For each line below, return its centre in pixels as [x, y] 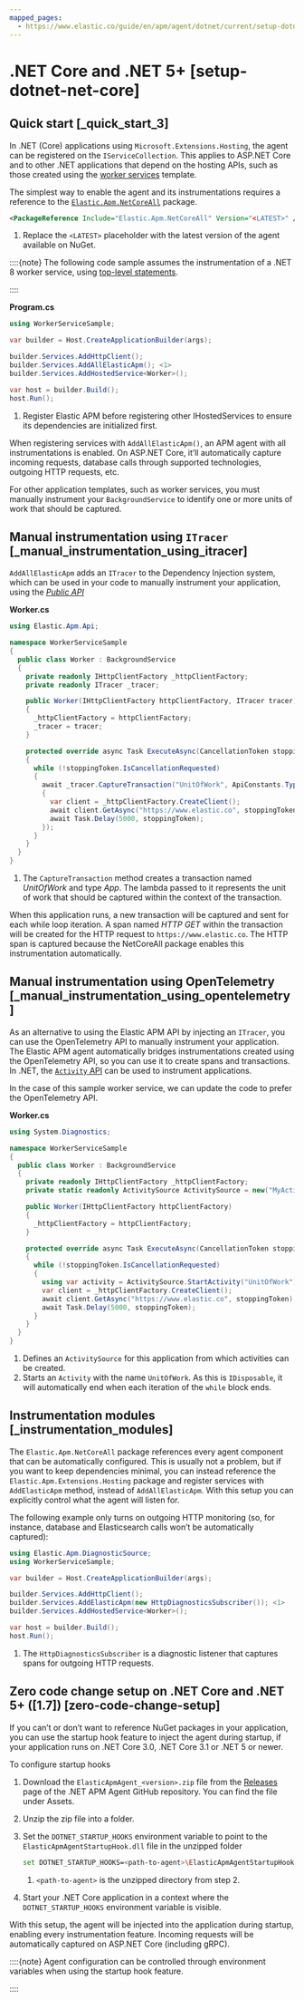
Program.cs [32, 307]
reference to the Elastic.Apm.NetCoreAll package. [103, 201]
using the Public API [47, 592]
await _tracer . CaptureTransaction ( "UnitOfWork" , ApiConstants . [163, 785]
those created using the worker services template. [103, 174]
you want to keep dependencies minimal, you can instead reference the [143, 1471]
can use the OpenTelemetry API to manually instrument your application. [144, 1041]
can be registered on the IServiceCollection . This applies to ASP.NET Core [150, 155]
